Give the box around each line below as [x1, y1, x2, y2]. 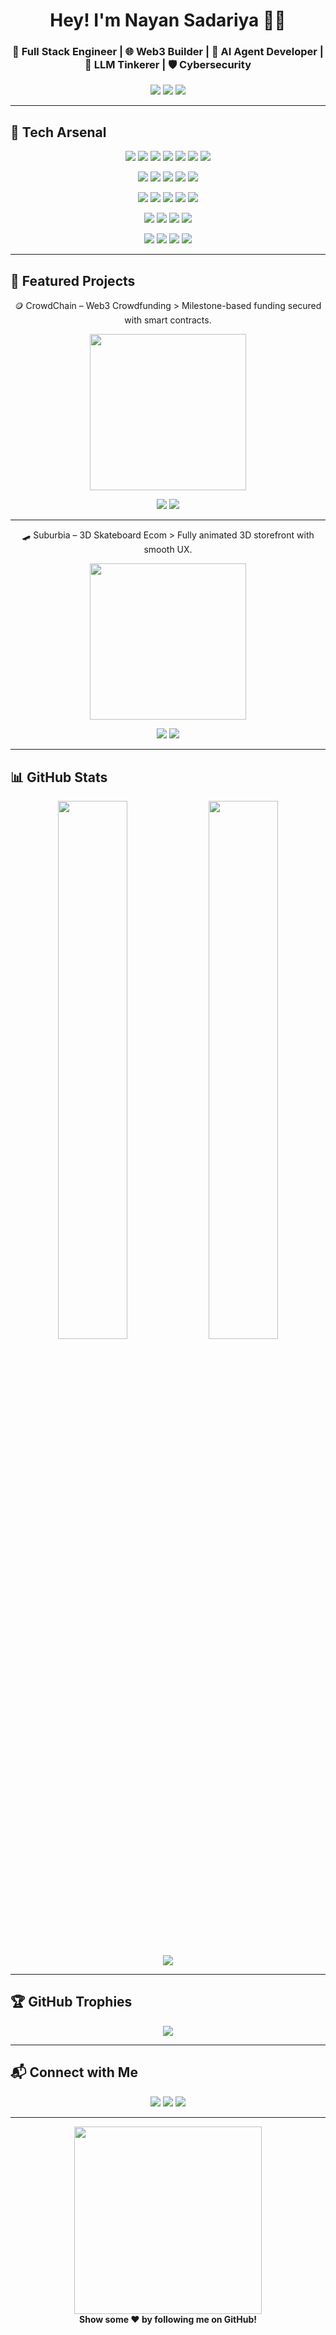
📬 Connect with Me [10, 2064, 138, 2081]
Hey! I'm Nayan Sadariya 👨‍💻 [49, 9, 287, 32]
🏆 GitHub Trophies [10, 1994, 133, 2011]
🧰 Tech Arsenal [10, 124, 107, 141]
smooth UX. [143, 544, 193, 556]
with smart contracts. [124, 314, 212, 326]
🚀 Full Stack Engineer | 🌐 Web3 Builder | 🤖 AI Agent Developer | [12, 45, 324, 59]
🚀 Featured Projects [10, 272, 136, 289]
